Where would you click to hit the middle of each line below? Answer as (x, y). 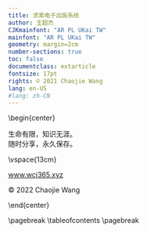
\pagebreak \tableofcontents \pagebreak (73, 220)
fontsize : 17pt (33, 74)
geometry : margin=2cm (43, 45)
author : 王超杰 (31, 23)
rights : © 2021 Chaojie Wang (56, 81)
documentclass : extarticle (52, 67)
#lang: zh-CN (29, 96)
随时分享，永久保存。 (42, 144)
